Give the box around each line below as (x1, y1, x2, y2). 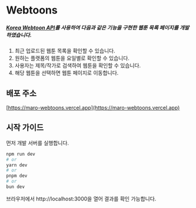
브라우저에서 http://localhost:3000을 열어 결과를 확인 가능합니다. (6, 195, 157, 202)
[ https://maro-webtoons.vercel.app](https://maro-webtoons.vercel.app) (6, 104, 180, 111)
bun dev (6, 184, 25, 190)
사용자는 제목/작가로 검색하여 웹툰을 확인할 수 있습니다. (14, 62, 141, 69)
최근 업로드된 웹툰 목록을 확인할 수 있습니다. (14, 48, 116, 55)
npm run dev (6, 151, 35, 157)
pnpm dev (6, 173, 28, 179)
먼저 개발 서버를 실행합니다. (6, 139, 69, 146)
